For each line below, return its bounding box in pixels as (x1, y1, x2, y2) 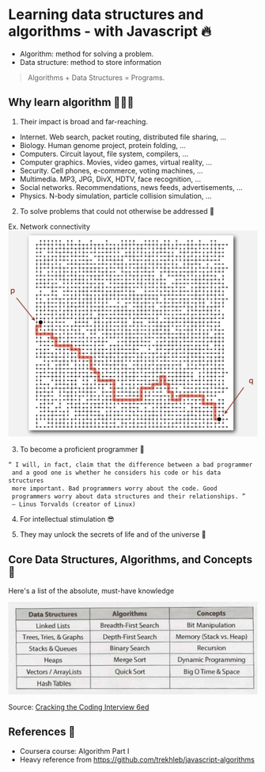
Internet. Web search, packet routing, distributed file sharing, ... (19, 132, 227, 142)
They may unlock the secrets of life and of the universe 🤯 (19, 530, 206, 539)
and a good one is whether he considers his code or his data (11, 469, 221, 477)
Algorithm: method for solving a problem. (19, 49, 154, 59)
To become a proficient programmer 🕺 (19, 445, 145, 454)
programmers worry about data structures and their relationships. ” (11, 492, 246, 500)
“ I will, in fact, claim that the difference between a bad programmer (8, 461, 253, 469)
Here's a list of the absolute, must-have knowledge (8, 586, 175, 595)
